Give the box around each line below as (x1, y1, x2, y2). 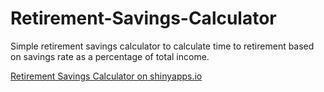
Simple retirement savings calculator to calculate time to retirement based (10, 40, 315, 52)
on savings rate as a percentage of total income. (10, 50, 210, 62)
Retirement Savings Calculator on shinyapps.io (10, 70, 203, 82)
